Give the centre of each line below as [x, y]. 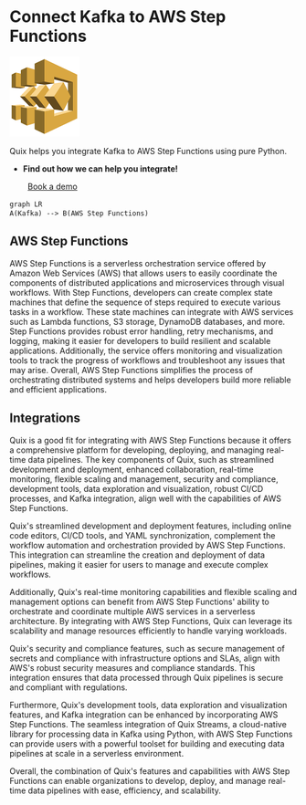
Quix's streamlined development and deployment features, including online [151, 526]
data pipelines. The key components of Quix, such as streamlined [151, 459]
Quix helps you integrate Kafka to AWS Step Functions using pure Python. [148, 151]
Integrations [45, 418]
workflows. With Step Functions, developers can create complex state [141, 292]
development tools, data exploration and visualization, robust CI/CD [137, 488]
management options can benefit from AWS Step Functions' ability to [139, 601]
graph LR [26, 204]
